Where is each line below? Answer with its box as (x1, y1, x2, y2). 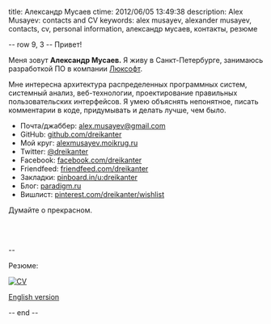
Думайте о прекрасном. (8, 205, 93, 215)
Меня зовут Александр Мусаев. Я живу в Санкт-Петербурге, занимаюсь (8, 56, 264, 65)
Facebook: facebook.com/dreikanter (19, 155, 142, 165)
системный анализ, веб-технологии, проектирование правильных (8, 88, 238, 98)
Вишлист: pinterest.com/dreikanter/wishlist (19, 190, 165, 199)
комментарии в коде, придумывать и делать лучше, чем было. (8, 105, 227, 115)
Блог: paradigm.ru (19, 181, 82, 191)
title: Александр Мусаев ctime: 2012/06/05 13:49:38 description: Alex (8, 7, 243, 16)
